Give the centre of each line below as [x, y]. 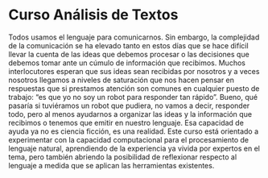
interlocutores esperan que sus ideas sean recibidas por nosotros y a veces [134, 71]
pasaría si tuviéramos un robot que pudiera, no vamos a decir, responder [129, 106]
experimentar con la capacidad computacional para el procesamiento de [129, 139]
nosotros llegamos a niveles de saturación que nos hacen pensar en [122, 80]
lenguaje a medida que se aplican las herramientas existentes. [111, 165]
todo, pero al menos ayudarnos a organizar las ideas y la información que [130, 114]
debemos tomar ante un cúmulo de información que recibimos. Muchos [127, 63]
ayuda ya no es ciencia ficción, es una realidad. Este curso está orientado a [134, 131]
